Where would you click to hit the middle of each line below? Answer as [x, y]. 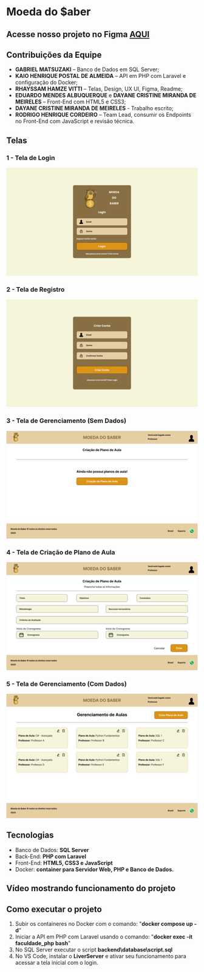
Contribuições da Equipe [54, 54]
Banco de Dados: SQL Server [52, 850]
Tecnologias [30, 835]
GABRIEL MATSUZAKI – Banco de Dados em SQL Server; [87, 69]
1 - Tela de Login [31, 158]
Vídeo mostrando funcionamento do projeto [91, 888]
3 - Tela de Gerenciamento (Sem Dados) [66, 421]
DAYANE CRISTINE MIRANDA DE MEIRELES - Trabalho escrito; [94, 108]
